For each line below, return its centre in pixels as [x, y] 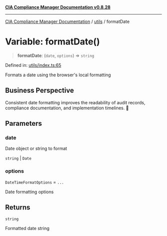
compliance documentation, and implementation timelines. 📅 [67, 108]
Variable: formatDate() [53, 42]
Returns [18, 207]
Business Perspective [40, 91]
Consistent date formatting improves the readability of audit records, [75, 102]
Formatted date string [27, 228]
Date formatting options [29, 192]
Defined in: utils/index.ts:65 [33, 65]
